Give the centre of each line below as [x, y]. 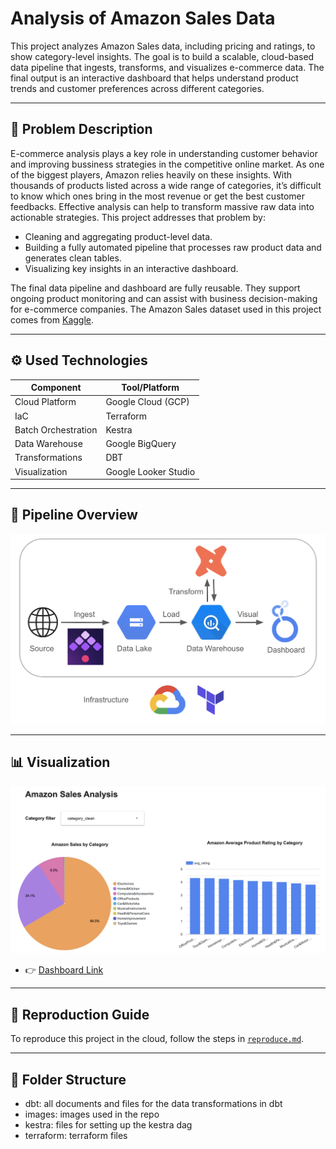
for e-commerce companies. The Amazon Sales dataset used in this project [166, 309]
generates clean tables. [73, 258]
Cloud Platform [45, 402]
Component [56, 388]
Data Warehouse [48, 444]
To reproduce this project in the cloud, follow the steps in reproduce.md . [157, 1039]
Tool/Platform [150, 388]
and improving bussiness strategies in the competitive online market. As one [167, 164]
